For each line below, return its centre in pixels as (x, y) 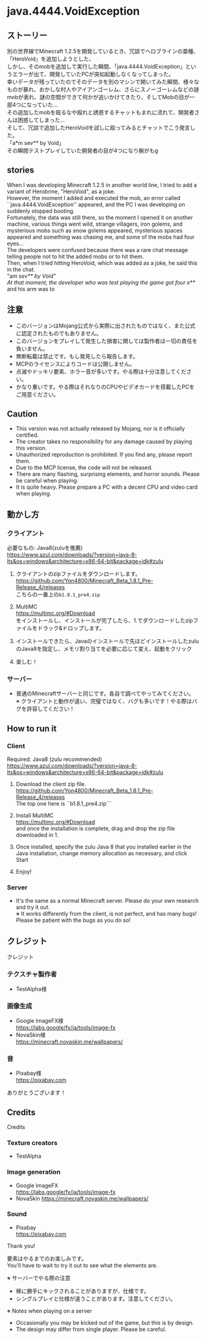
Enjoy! (24, 872)
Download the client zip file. (51, 784)
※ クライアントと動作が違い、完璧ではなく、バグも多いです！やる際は (104, 701)
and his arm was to (31, 289)
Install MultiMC (35, 815)
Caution (23, 414)
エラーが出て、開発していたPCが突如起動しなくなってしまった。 (93, 74)
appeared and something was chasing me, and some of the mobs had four (101, 237)
